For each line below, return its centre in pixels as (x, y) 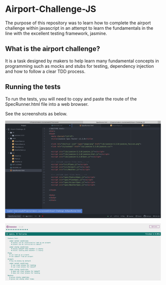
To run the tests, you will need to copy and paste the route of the (71, 99)
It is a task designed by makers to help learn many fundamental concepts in (82, 61)
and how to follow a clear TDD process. (45, 71)
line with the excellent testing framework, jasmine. (56, 33)
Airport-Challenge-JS (51, 9)
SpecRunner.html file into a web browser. (47, 104)
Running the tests (33, 87)
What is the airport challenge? (53, 49)
